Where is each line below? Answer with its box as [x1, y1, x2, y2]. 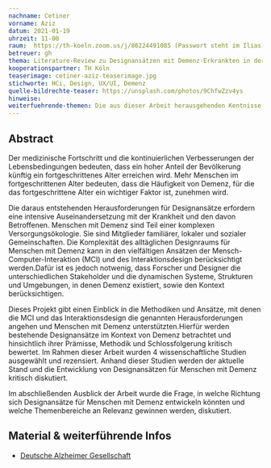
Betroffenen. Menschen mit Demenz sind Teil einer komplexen [8, 219, 215, 230]
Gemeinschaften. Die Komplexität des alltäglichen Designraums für [8, 237, 231, 247]
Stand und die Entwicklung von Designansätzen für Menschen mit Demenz [8, 364, 257, 374]
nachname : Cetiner [8, 11, 70, 20]
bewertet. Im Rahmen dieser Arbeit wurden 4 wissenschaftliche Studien [8, 347, 247, 357]
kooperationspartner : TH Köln [8, 65, 110, 73]
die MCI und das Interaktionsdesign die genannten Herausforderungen [8, 312, 244, 323]
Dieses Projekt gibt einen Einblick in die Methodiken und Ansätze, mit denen [8, 304, 261, 314]
